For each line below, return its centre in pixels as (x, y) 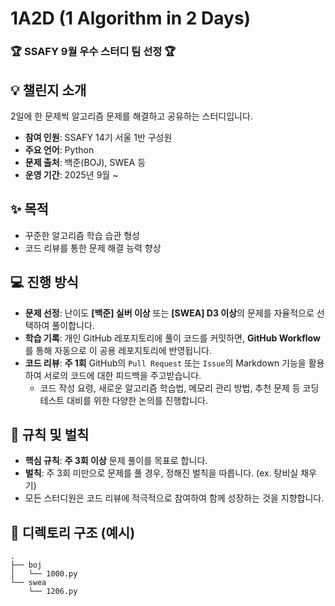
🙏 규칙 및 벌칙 (50, 434)
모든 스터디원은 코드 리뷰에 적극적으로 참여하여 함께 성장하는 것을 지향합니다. (174, 498)
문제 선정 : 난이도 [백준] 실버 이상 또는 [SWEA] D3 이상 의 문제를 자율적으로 (169, 313)
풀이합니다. (73, 325)
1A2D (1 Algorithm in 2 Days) (131, 18)
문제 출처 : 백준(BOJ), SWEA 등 (85, 162)
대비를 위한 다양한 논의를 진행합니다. (137, 400)
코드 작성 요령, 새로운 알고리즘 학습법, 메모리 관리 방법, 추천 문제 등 (170, 388)
